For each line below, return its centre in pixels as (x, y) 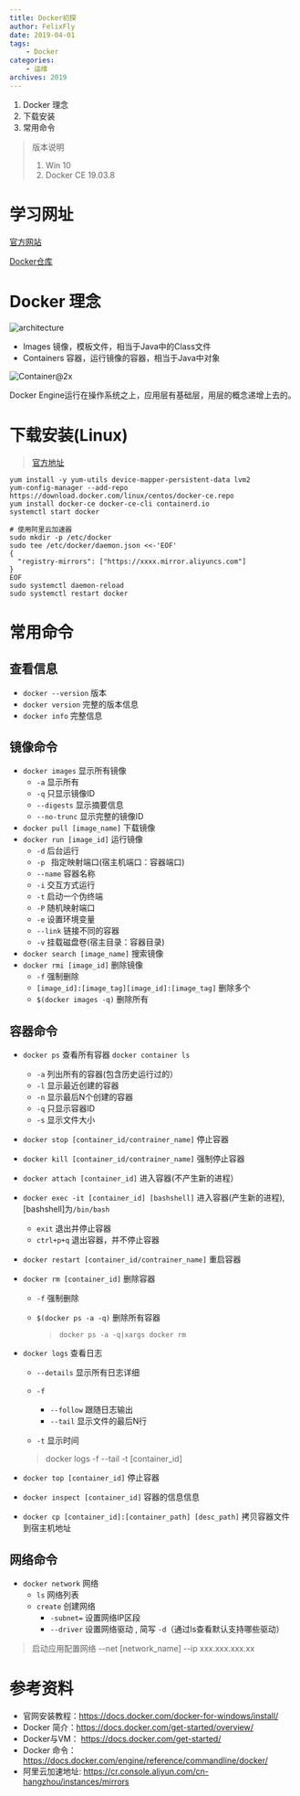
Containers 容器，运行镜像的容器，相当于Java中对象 (121, 358)
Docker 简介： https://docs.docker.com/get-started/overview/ (138, 1727)
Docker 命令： (50, 1750)
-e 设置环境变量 (66, 919)
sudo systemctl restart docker (69, 593)
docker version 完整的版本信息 (80, 704)
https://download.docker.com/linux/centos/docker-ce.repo (122, 496)
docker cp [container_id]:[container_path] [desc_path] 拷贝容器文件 (156, 1517)
